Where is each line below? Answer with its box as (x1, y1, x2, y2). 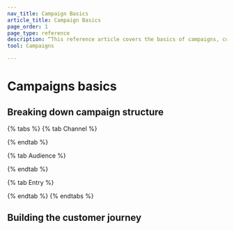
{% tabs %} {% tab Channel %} (7, 124, 97, 133)
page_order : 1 (7, 23, 49, 30)
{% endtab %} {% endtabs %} (7, 192, 94, 200)
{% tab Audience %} (7, 151, 66, 160)
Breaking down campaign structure (7, 106, 164, 118)
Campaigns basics (7, 79, 117, 95)
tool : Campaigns (7, 42, 54, 49)
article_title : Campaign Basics (7, 17, 101, 24)
